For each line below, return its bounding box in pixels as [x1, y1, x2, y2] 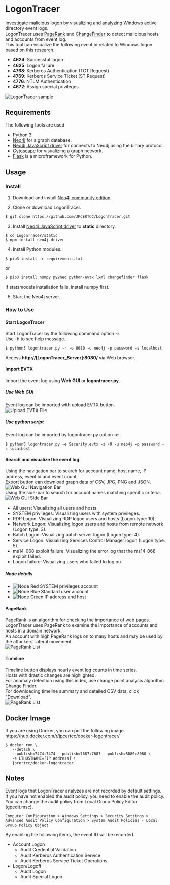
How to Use [5, 306, 35, 313]
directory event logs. [5, 25, 49, 31]
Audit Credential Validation [20, 846, 76, 852]
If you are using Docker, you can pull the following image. [5, 728, 125, 734]
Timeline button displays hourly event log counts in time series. [5, 667, 138, 673]
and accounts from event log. [5, 36, 67, 42]
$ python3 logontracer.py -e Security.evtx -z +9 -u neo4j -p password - [5, 441, 165, 447]
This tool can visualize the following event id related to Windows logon [5, 41, 153, 47]
